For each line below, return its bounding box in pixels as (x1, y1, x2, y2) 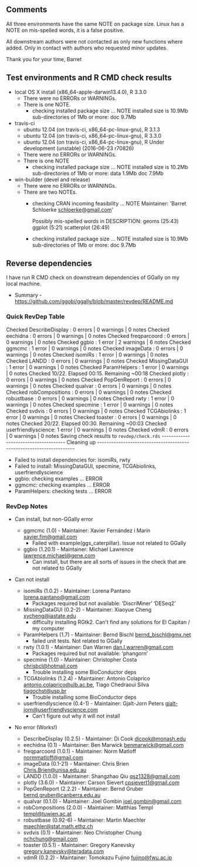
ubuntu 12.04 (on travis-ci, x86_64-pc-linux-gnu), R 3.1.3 (23, 126, 160, 133)
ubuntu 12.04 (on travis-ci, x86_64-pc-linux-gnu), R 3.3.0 (23, 132, 162, 139)
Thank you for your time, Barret (6, 55, 82, 62)
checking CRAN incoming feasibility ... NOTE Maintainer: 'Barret (32, 200, 186, 207)
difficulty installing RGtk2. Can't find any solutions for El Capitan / (32, 619, 191, 626)
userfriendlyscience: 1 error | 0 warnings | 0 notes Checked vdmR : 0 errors (6, 426, 189, 433)
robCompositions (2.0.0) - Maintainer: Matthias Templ (23, 804, 154, 811)
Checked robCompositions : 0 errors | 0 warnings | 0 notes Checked (6, 388, 172, 396)
